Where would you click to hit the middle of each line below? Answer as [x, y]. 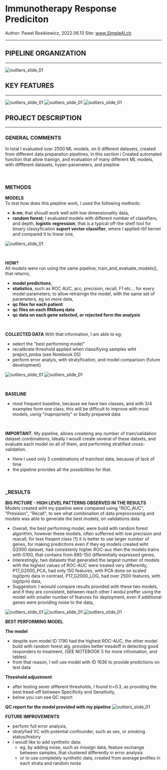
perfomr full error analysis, [40, 726]
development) [27, 365]
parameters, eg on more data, [43, 299]
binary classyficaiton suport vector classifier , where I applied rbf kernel [86, 228]
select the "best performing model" [49, 343]
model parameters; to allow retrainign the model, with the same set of [83, 294]
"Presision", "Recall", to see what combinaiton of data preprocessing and [80, 514]
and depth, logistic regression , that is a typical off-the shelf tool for [82, 223]
